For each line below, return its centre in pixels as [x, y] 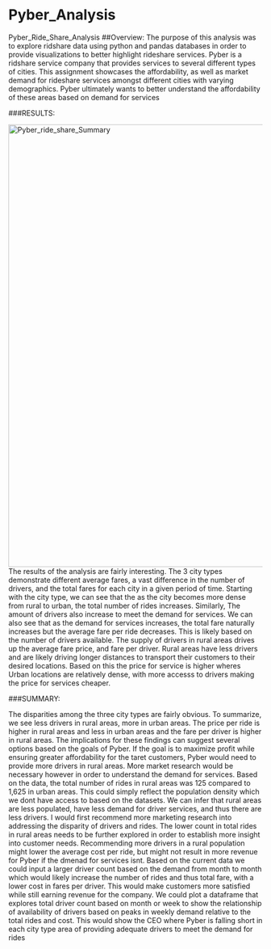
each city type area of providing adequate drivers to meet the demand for [131, 929]
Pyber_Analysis [62, 15]
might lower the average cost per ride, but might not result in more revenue [133, 851]
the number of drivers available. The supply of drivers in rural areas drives [132, 639]
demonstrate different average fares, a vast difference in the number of [127, 580]
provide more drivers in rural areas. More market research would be [121, 766]
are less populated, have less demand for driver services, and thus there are [135, 808]
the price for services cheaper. [60, 683]
